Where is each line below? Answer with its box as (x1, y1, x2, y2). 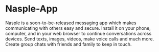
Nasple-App (5, 3, 58, 15)
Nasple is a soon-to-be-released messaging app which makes (5, 20, 137, 26)
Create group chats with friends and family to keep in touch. (5, 41, 132, 47)
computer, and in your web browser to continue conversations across (5, 30, 152, 36)
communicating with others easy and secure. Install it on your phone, (5, 25, 151, 31)
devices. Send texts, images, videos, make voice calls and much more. (5, 36, 154, 42)
